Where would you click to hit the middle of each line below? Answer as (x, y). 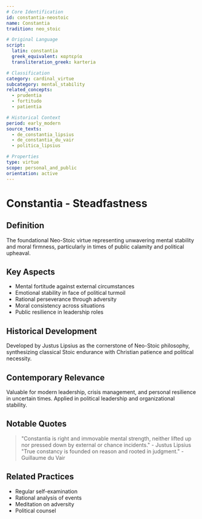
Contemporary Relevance (56, 377)
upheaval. (19, 253)
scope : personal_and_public (42, 168)
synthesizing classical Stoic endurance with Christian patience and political (100, 352)
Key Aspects (31, 272)
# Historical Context (34, 118)
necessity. (19, 359)
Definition (25, 226)
